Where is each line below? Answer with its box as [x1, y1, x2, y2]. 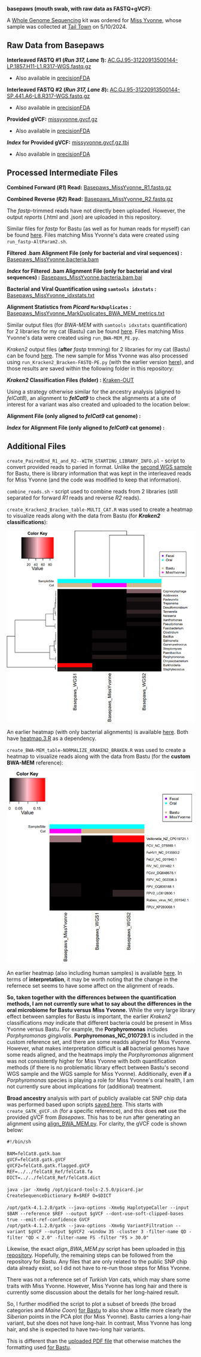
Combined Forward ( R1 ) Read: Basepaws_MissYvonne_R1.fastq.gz [7, 183, 172, 191]
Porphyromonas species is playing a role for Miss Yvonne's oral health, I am [7, 1076, 194, 1084]
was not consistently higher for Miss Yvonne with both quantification [7, 1057, 176, 1064]
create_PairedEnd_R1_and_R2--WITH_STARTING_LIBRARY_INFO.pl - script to [7, 457, 185, 464]
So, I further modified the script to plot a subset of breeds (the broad [7, 1300, 176, 1307]
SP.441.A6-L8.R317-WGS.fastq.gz [7, 92, 90, 100]
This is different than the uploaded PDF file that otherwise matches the [7, 1337, 181, 1344]
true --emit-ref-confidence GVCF [7, 1217, 90, 1223]
